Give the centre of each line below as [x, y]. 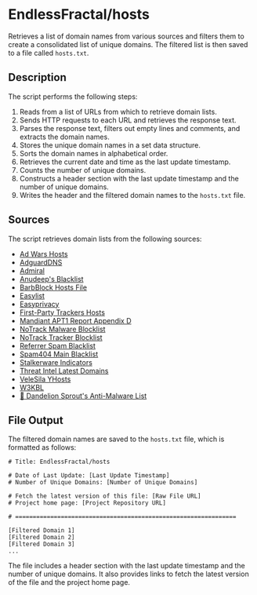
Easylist [32, 295]
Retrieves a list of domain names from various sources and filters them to [126, 36]
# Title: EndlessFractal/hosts [59, 462]
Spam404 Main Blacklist [59, 354]
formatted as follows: [42, 447]
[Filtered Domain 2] [42, 538]
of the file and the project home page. [69, 582]
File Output [36, 420]
